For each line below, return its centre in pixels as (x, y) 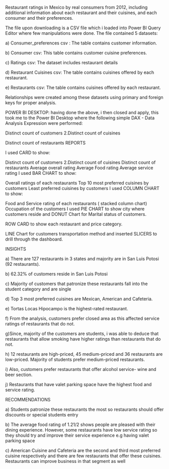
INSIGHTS (16, 249)
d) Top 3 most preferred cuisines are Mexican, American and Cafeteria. (79, 299)
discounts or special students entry (42, 415)
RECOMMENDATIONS (28, 400)
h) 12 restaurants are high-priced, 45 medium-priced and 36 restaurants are (84, 354)
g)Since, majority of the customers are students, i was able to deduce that (82, 334)
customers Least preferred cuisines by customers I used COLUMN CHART (82, 188)
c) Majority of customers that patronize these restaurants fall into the (76, 284)
